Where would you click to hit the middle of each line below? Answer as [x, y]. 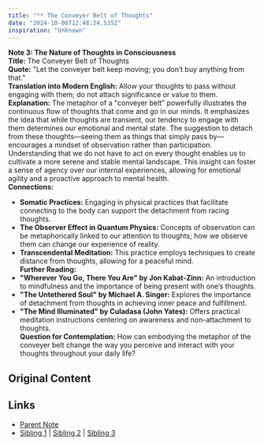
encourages [28, 145]
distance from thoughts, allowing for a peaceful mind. [106, 261]
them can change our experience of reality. [89, 244]
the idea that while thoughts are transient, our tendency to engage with [123, 120]
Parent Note [39, 424]
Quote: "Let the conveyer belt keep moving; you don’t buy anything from [126, 70]
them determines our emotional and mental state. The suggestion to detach [131, 128]
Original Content [50, 378]
